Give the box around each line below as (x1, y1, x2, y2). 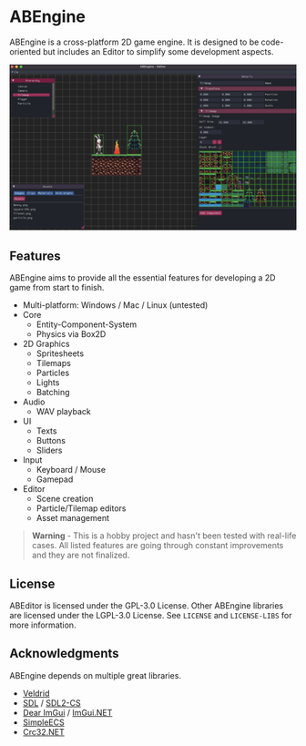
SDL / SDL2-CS (22, 697, 81, 708)
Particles (36, 367, 70, 379)
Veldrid (22, 688, 50, 699)
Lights (36, 377, 60, 388)
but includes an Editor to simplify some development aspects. (42, 46, 274, 56)
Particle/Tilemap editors (36, 503, 127, 514)
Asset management (36, 513, 109, 524)
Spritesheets (36, 348, 85, 359)
